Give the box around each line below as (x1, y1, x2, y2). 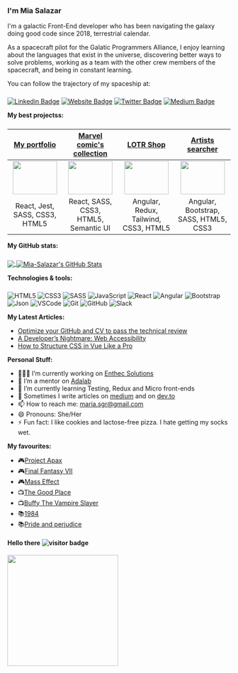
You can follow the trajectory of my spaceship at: (7, 80, 151, 88)
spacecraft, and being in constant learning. (7, 66, 133, 75)
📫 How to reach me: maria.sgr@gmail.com (17, 400, 144, 408)
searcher (186, 144, 218, 154)
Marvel (78, 131, 103, 141)
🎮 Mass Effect (17, 477, 59, 486)
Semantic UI (69, 223, 111, 233)
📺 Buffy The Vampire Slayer (17, 498, 99, 507)
